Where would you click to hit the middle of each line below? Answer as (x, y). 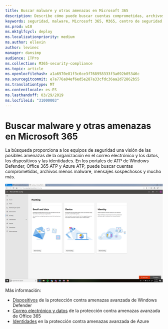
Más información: (23, 290)
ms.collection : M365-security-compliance (49, 63)
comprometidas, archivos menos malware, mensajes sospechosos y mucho (83, 172)
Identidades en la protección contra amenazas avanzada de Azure (80, 321)
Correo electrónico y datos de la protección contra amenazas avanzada (86, 311)
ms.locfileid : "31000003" (32, 100)
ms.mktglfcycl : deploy (29, 32)
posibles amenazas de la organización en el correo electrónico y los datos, (82, 156)
